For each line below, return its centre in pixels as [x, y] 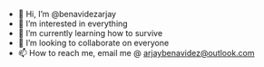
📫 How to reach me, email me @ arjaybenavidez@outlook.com [137, 53]
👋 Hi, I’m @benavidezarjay [67, 14]
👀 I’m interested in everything [73, 24]
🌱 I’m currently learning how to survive [90, 33]
